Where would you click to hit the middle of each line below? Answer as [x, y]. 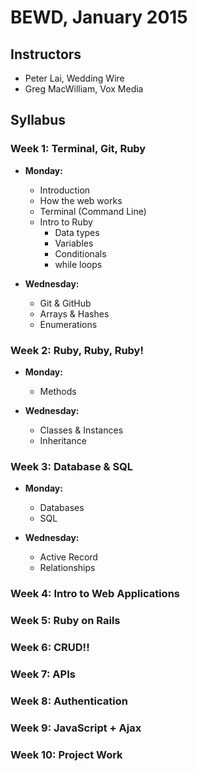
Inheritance [63, 440]
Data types [77, 232]
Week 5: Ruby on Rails [65, 621]
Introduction [65, 190]
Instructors [46, 54]
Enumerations [68, 324]
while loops [78, 264]
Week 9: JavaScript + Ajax [76, 728]
